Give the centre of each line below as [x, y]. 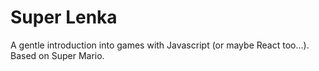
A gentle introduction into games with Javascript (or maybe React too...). [160, 45]
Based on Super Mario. [57, 55]
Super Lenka [64, 17]
